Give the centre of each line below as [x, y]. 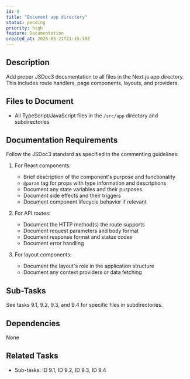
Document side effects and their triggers [72, 196]
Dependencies [33, 323]
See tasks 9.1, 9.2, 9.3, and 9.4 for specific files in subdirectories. [84, 305]
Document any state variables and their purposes [83, 189]
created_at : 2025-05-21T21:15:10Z [48, 39]
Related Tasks [32, 356]
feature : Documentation [35, 33]
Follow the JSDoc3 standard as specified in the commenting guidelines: [92, 154]
